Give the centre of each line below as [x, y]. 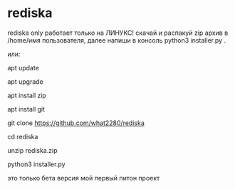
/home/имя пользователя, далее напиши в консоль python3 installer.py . [117, 40]
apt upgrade [26, 81]
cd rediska [23, 136]
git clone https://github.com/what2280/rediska [76, 123]
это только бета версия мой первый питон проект [84, 178]
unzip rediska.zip [33, 150]
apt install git [26, 109]
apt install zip [27, 95]
